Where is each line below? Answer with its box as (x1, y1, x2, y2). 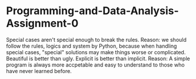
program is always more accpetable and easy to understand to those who (6, 61, 185, 68)
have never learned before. (6, 67, 72, 74)
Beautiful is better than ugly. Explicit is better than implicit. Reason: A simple (6, 55, 190, 62)
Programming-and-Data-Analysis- (6, 4, 179, 18)
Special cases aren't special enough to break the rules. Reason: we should (6, 36, 187, 43)
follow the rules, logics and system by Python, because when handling (6, 42, 177, 50)
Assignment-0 (6, 17, 79, 30)
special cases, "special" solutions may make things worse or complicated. (6, 48, 186, 55)
